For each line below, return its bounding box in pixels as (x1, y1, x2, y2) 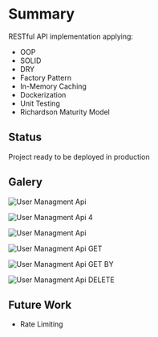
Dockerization (19, 89, 67, 99)
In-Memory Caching (19, 81, 87, 91)
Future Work (8, 297, 72, 311)
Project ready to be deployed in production (8, 152, 150, 161)
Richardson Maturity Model (19, 106, 110, 117)
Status (8, 131, 43, 144)
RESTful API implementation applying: (8, 31, 134, 41)
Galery (8, 175, 43, 189)
